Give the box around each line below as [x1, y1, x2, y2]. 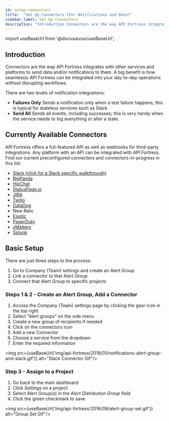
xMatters [12, 224, 31, 230]
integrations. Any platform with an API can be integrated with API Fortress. [5, 149, 160, 155]
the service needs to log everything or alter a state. [12, 116, 120, 122]
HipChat [12, 181, 30, 187]
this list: [5, 160, 22, 166]
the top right [12, 308, 39, 314]
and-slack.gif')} [5, 355, 38, 361]
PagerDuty [12, 218, 35, 224]
